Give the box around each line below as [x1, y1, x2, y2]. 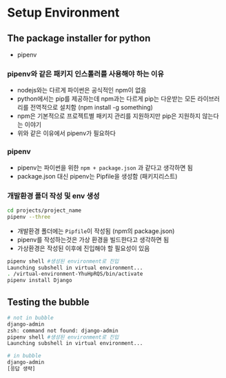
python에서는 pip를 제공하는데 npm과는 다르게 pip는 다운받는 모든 [17, 94, 196, 103]
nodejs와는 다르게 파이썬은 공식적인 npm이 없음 [17, 86, 147, 94]
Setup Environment [7, 5, 120, 21]
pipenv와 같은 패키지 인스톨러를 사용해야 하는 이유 [7, 69, 164, 79]
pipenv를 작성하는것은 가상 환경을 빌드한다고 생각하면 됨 [17, 235, 169, 243]
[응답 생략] [7, 366, 36, 372]
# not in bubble [7, 314, 54, 321]
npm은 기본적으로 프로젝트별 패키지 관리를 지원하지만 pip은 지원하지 [17, 112, 201, 120]
